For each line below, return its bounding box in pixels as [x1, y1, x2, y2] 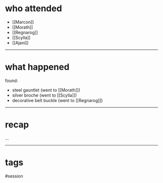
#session [5, 173, 23, 179]
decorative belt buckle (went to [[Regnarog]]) [12, 97, 103, 103]
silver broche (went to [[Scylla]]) [12, 92, 77, 98]
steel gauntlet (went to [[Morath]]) [12, 87, 81, 93]
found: [5, 78, 18, 83]
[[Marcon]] [12, 19, 34, 25]
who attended [5, 3, 62, 14]
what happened [5, 61, 69, 73]
